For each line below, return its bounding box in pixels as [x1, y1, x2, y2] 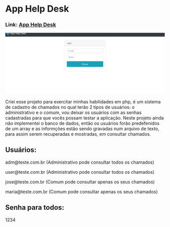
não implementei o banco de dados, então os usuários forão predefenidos [5, 120, 160, 126]
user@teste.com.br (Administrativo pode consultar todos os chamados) [5, 169, 155, 175]
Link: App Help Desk [5, 21, 57, 28]
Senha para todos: [5, 203, 64, 212]
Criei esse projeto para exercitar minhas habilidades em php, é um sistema [5, 98, 161, 104]
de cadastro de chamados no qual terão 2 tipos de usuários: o [5, 104, 135, 110]
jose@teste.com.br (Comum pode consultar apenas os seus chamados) [5, 178, 155, 185]
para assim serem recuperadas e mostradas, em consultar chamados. [5, 131, 151, 137]
